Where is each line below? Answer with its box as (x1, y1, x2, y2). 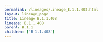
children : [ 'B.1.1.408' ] (4, 29, 55, 34)
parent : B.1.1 (4, 25, 34, 30)
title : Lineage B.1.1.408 (4, 16, 57, 21)
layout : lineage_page (4, 12, 49, 16)
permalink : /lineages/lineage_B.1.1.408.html (4, 7, 98, 12)
